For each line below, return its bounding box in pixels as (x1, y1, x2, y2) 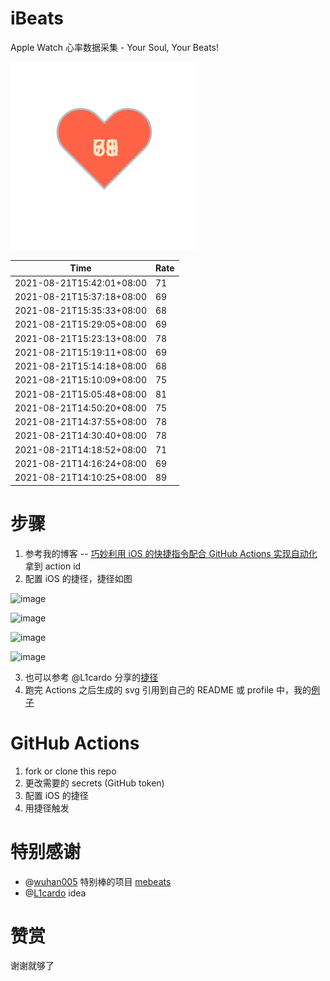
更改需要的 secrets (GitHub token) (24, 777, 165, 789)
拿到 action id (24, 560, 82, 572)
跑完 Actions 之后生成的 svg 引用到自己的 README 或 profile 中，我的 (24, 683, 312, 696)
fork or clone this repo (24, 765, 117, 777)
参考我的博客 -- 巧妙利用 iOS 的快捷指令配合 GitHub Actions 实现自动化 (24, 547, 318, 559)
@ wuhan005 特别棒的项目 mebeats (24, 875, 172, 887)
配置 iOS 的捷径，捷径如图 (24, 572, 133, 584)
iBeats (10, 7, 65, 30)
